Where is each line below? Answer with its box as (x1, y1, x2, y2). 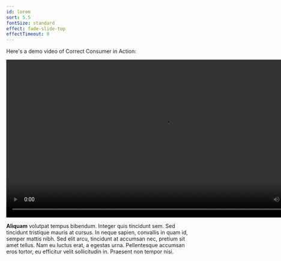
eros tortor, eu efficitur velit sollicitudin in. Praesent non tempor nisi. (6, 248, 174, 256)
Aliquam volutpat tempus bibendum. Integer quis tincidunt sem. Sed (6, 223, 175, 230)
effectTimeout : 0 (6, 31, 50, 37)
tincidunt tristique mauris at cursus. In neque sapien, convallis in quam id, (6, 229, 188, 236)
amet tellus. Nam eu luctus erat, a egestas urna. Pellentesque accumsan (6, 242, 185, 249)
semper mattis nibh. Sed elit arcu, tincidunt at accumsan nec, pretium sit (6, 235, 185, 242)
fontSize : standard (6, 20, 55, 26)
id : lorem (6, 8, 31, 15)
